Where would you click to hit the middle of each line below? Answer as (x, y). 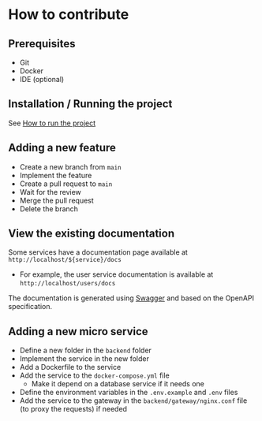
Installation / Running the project (90, 104)
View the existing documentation (92, 234)
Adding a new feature (62, 148)
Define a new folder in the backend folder (86, 350)
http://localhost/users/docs (67, 284)
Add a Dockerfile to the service (70, 367)
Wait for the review (50, 192)
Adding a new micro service (78, 332)
